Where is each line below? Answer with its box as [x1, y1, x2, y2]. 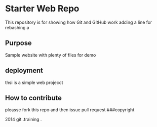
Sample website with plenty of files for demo [5, 52, 96, 58]
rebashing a [5, 24, 30, 30]
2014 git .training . [5, 117, 42, 123]
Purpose [5, 39, 32, 47]
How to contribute [5, 93, 62, 102]
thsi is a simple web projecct [5, 80, 63, 85]
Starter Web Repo [5, 3, 79, 14]
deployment [5, 66, 43, 75]
